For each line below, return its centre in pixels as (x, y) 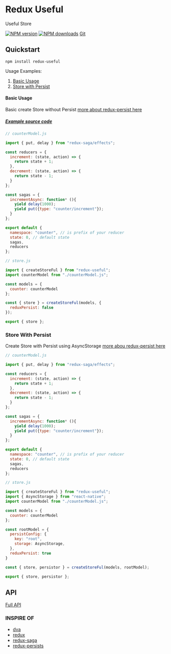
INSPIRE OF (20, 618)
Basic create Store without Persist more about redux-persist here (74, 109)
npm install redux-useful (33, 62)
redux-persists (28, 646)
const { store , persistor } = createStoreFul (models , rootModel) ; (77, 567)
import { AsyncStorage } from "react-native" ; (56, 497)
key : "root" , (28, 539)
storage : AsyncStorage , (40, 544)
